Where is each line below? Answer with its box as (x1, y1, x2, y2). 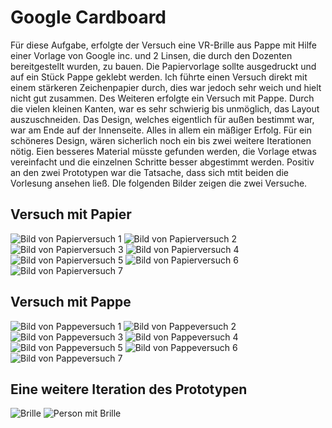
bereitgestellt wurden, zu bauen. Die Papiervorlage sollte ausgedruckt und (10, 60, 317, 72)
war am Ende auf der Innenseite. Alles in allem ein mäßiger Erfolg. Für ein (10, 124, 312, 136)
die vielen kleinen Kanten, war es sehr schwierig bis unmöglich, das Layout (10, 102, 320, 115)
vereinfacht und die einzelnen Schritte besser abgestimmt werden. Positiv (10, 156, 315, 168)
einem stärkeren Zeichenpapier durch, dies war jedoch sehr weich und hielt (10, 81, 322, 93)
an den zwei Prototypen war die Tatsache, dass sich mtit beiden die (10, 166, 289, 178)
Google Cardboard (10, 6, 167, 29)
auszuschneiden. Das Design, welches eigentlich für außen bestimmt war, (10, 113, 315, 125)
